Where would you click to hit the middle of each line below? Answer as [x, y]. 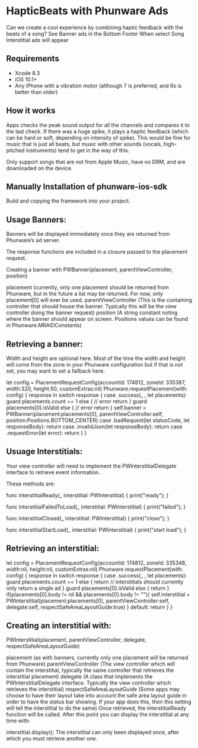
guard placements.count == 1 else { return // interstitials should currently [95, 582]
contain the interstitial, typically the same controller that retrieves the [90, 670]
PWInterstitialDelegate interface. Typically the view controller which [89, 683]
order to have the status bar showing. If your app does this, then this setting [99, 702]
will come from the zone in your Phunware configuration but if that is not [95, 364]
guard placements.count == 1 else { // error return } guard [76, 401]
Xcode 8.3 [27, 73]
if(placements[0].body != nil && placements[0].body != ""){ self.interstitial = [98, 594]
